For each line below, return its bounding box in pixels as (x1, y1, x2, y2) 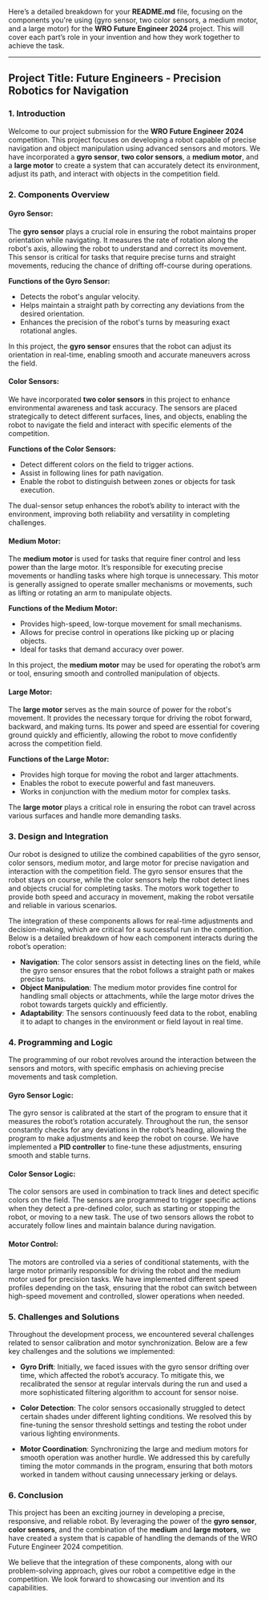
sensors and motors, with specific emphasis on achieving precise (8, 1064, 224, 1073)
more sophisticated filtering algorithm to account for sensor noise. (19, 1387, 239, 1397)
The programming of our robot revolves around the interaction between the (8, 1055, 257, 1065)
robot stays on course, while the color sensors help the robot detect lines (8, 875, 250, 884)
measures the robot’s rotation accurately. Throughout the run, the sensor (8, 1117, 249, 1126)
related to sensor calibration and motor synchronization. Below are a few (8, 1338, 248, 1347)
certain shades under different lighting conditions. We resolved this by (19, 1411, 252, 1421)
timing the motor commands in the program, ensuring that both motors (19, 1461, 254, 1470)
